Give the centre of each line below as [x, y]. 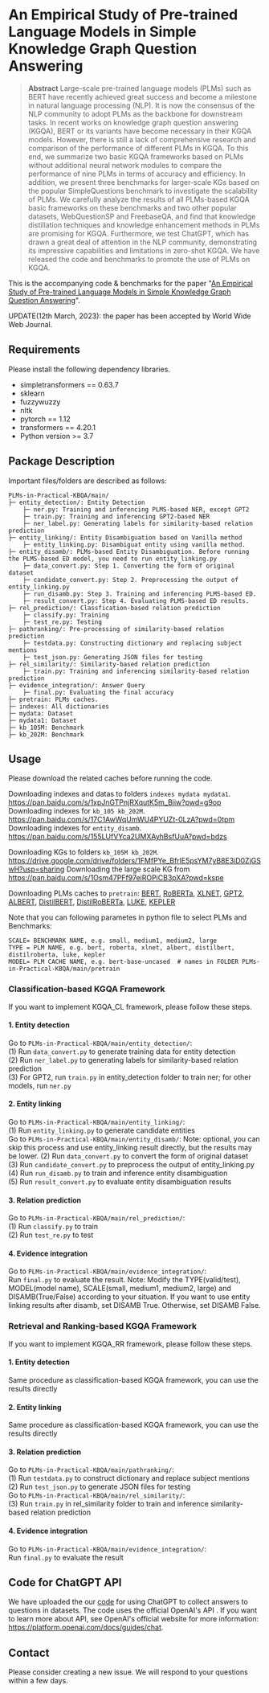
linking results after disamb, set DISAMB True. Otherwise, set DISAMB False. [134, 1306]
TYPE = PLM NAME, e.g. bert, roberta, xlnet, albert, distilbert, [122, 948]
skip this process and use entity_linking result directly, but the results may [130, 1148]
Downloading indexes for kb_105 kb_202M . [77, 811]
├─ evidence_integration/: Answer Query [77, 685]
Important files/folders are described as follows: [88, 481]
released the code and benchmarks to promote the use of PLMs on [139, 259]
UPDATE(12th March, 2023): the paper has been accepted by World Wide [130, 316]
